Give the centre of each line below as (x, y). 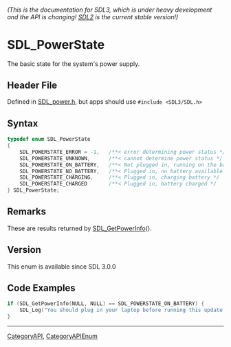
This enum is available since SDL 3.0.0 (62, 266)
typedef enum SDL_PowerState (49, 139)
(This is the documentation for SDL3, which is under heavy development (110, 10)
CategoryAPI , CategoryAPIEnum (53, 336)
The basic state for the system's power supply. (74, 64)
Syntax (23, 123)
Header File (32, 85)
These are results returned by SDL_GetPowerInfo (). (80, 228)
